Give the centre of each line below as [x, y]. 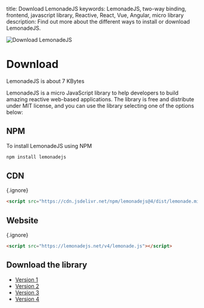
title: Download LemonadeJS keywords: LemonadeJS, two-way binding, [96, 9]
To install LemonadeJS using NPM [49, 146]
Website [22, 220]
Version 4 [27, 299]
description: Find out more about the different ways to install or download [98, 22]
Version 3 [27, 292]
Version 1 [26, 280]
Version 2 [27, 286]
